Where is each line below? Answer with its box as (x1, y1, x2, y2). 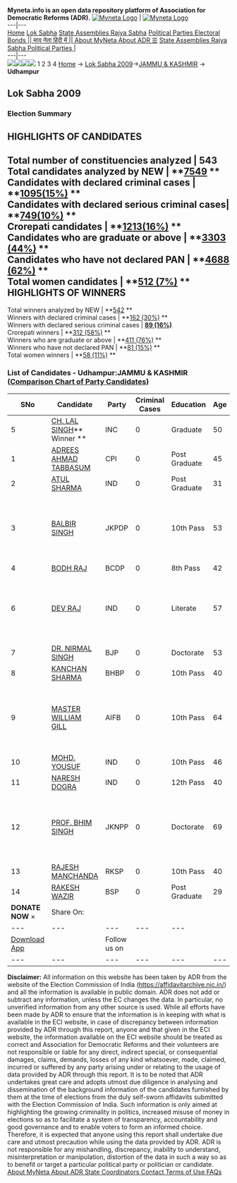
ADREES (51, 444, 80, 454)
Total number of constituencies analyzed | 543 (7, 154, 217, 166)
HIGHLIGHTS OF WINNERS (7, 287, 126, 299)
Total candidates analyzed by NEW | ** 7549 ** (7, 166, 220, 178)
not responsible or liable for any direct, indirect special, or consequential (7, 1048, 218, 1056)
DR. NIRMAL (51, 643, 92, 653)
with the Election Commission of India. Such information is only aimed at (7, 1100, 217, 1108)
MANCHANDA (51, 870, 99, 880)
